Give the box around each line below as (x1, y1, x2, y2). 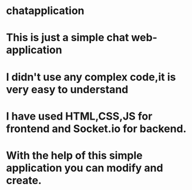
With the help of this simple (6, 148, 143, 162)
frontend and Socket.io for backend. (6, 122, 187, 135)
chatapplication (6, 4, 85, 18)
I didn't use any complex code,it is (6, 70, 176, 83)
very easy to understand (6, 83, 129, 96)
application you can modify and (6, 161, 163, 174)
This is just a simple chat (6, 31, 129, 45)
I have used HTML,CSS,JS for (6, 110, 153, 123)
